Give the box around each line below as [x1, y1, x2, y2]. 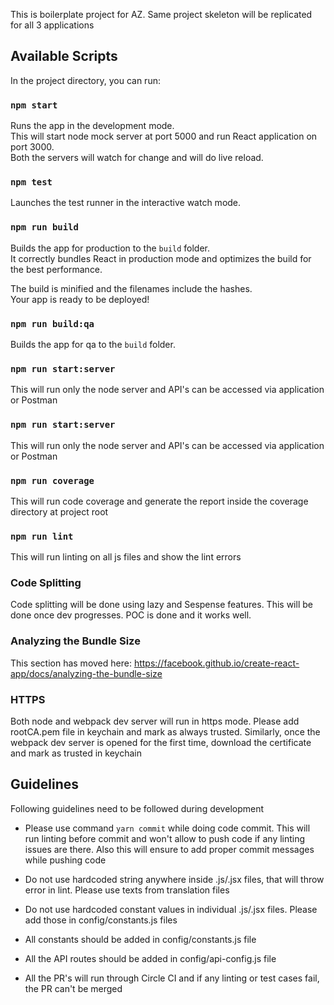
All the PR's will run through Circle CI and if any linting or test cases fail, [24, 972, 320, 984]
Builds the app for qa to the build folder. [10, 339, 176, 350]
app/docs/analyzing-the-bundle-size [10, 667, 163, 679]
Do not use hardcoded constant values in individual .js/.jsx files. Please [24, 903, 318, 915]
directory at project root [10, 505, 109, 518]
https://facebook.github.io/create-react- [133, 657, 300, 669]
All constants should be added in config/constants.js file [24, 933, 257, 945]
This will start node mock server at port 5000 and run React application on [10, 130, 318, 143]
